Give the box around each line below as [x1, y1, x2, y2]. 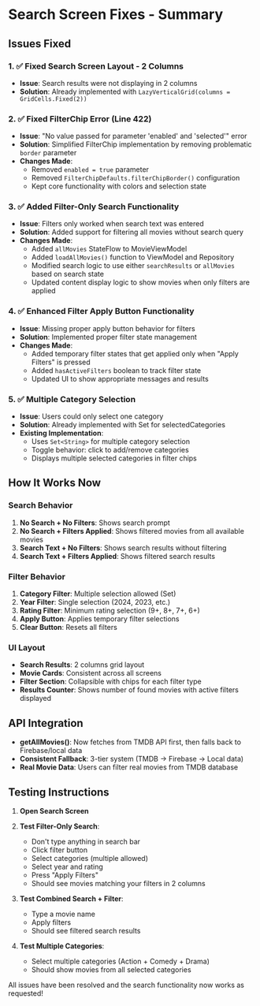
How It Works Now [8, 476, 101, 490]
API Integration [8, 716, 84, 730]
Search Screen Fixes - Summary [8, 6, 223, 24]
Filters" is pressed [31, 357, 91, 367]
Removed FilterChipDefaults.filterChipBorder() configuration [31, 173, 240, 183]
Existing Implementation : [19, 428, 104, 438]
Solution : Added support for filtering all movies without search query [19, 227, 244, 237]
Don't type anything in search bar [31, 836, 140, 846]
